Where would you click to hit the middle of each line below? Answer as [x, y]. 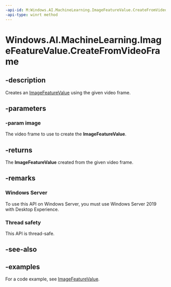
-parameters [26, 108]
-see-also [21, 250]
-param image [23, 123]
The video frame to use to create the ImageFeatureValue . [66, 134]
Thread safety [23, 222]
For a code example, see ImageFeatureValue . [53, 279]
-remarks [20, 178]
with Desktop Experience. [32, 209]
